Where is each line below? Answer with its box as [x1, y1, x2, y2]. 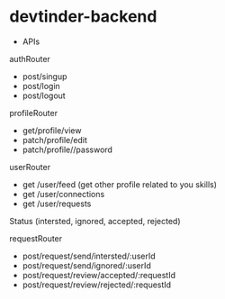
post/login [22, 80, 60, 91]
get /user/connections [22, 188, 105, 199]
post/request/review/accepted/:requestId [22, 269, 175, 280]
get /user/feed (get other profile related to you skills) [22, 178, 218, 190]
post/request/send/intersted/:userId [22, 250, 156, 261]
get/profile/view [22, 124, 82, 136]
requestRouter [9, 232, 63, 244]
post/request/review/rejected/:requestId [22, 279, 172, 290]
